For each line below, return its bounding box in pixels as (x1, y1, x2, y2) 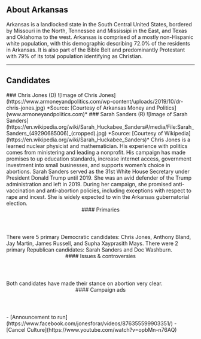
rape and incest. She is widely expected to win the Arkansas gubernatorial (6, 193, 190, 200)
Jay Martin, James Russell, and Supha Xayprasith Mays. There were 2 (6, 240, 178, 247)
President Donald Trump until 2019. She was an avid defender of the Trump (6, 174, 192, 181)
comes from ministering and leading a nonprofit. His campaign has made (6, 149, 186, 156)
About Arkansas (6, 5, 69, 15)
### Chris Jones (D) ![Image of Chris (6, 91, 98, 98)
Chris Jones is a (150, 136, 191, 143)
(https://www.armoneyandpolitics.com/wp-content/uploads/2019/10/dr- (6, 98, 184, 105)
